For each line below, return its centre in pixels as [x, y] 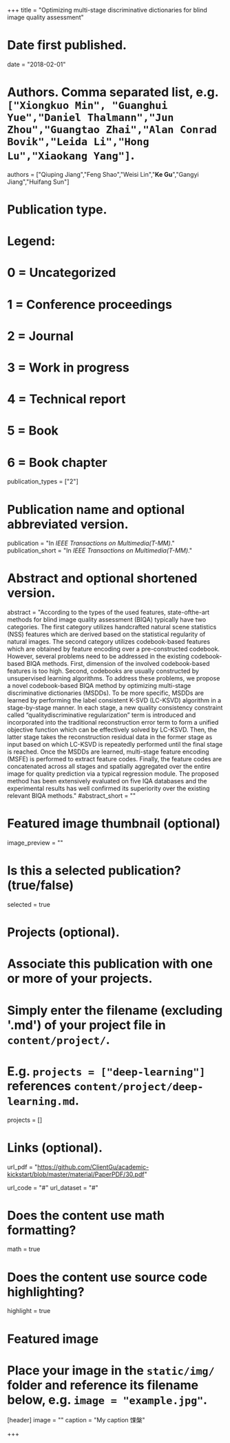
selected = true [29, 905]
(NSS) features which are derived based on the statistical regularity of [106, 634]
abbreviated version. [68, 524]
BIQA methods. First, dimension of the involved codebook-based [118, 664]
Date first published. [67, 45]
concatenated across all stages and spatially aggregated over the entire [109, 767]
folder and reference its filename [103, 1385]
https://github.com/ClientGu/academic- [93, 1167]
